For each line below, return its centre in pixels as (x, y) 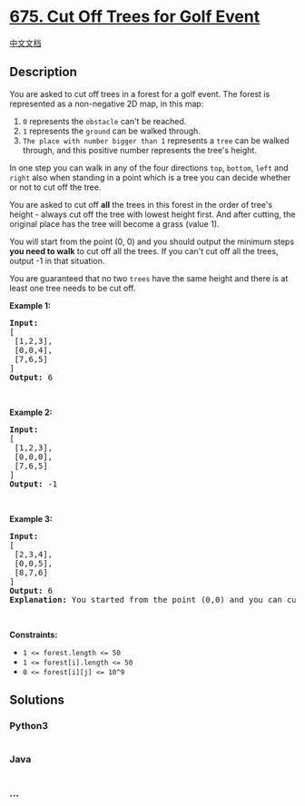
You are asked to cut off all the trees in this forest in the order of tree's (141, 204)
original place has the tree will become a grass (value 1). (114, 223)
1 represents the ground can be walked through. (112, 131)
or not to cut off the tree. (55, 187)
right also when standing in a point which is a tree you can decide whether (150, 177)
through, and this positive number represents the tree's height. (139, 150)
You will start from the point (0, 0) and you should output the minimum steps (152, 241)
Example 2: (31, 412)
